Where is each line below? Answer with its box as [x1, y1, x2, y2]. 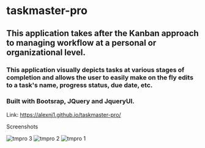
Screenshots [6, 123, 39, 130]
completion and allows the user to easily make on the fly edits [6, 73, 194, 81]
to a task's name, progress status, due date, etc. [6, 81, 153, 89]
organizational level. [6, 47, 86, 57]
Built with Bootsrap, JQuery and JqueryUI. [6, 97, 135, 106]
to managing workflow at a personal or [6, 37, 157, 48]
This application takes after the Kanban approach [6, 28, 199, 39]
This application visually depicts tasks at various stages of [6, 65, 185, 74]
